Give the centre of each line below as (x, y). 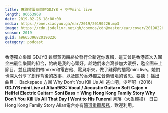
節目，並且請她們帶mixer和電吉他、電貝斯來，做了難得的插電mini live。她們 (83, 69)
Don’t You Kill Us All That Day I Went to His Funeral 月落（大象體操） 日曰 (82, 99)
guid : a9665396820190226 (31, 38)
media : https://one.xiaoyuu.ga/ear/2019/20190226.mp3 (62, 24)
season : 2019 (19, 33)
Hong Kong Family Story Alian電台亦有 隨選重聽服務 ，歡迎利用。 (71, 105)
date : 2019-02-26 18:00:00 (33, 19)
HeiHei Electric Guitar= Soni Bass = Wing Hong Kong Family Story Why (80, 93)
